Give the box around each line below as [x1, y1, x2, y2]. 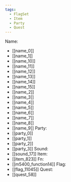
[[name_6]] [12, 110, 34, 116]
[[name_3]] [12, 94, 34, 100]
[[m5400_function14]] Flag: [12, 161, 66, 167]
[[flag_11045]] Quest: [12, 166, 53, 172]
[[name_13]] [12, 74, 35, 80]
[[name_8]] [12, 120, 34, 126]
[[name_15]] [12, 84, 35, 90]
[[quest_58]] [12, 172, 37, 178]
